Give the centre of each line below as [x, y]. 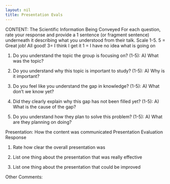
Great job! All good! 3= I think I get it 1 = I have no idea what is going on [80, 45]
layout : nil [18, 10]
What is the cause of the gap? [44, 107]
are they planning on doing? [42, 122]
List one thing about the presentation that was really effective [77, 157]
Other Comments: [24, 177]
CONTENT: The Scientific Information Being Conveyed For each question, [83, 29]
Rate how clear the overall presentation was [59, 147]
